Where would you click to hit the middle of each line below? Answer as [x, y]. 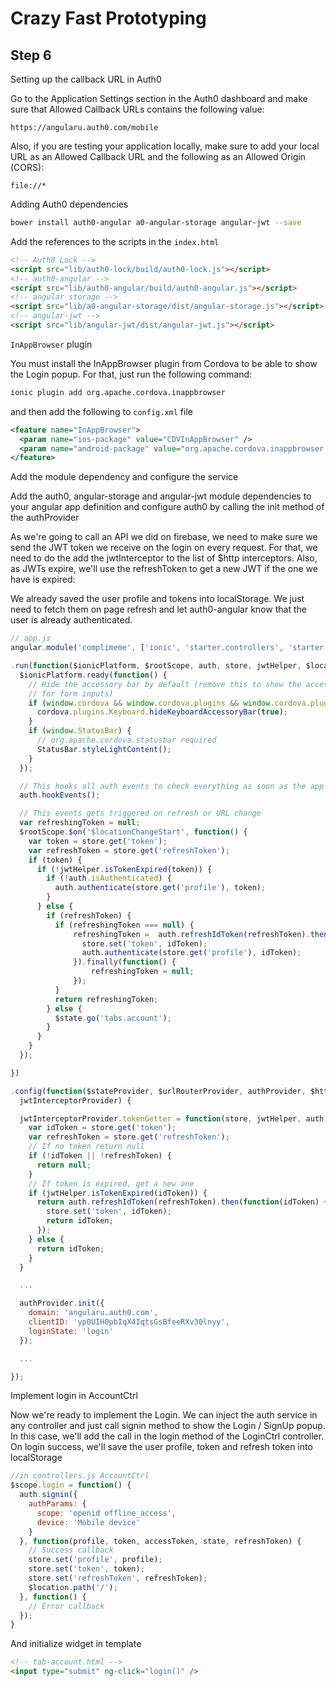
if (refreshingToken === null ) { [124, 925]
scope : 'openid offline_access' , [106, 1513]
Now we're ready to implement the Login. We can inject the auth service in [164, 1415]
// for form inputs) [71, 693]
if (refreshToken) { [89, 915]
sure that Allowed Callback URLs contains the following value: [137, 109]
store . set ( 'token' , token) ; [86, 1569]
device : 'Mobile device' [88, 1522]
